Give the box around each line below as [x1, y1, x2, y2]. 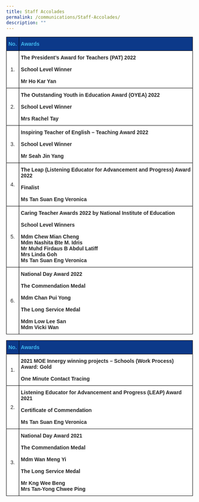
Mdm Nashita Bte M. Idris [20, 239, 83, 246]
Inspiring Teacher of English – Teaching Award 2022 [20, 129, 149, 136]
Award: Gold [20, 363, 52, 371]
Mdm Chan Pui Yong [20, 294, 71, 301]
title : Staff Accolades [6, 8, 65, 15]
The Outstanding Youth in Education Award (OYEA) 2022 [20, 92, 160, 98]
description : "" [6, 20, 46, 25]
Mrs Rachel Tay [20, 115, 59, 122]
